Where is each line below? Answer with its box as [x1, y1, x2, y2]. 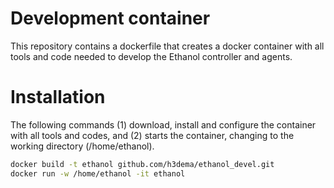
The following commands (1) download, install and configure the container [10, 118, 317, 131]
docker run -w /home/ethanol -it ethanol [10, 168, 186, 179]
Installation [10, 86, 106, 109]
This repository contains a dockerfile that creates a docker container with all [10, 40, 325, 52]
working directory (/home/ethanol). [10, 140, 155, 152]
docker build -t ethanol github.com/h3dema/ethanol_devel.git [10, 159, 275, 169]
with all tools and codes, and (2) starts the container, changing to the [10, 129, 295, 141]
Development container [10, 7, 211, 30]
